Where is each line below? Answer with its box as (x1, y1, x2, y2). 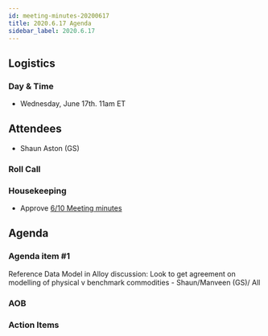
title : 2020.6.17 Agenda (8, 19, 92, 27)
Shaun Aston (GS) (19, 143, 80, 153)
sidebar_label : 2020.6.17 (8, 27, 95, 35)
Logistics (8, 56, 56, 70)
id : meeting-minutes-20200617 (8, 11, 110, 20)
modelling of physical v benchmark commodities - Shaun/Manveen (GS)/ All (8, 277, 261, 287)
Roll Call (8, 163, 41, 174)
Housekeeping (8, 185, 67, 196)
